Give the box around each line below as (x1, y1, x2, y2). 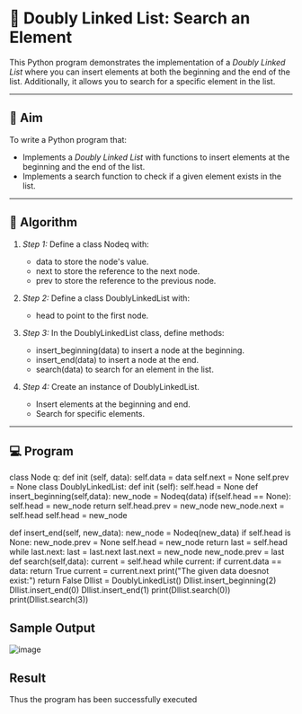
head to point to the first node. (35, 310, 149, 321)
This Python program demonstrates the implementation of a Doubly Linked (9, 57, 286, 67)
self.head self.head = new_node (9, 510, 128, 521)
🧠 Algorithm (9, 215, 78, 230)
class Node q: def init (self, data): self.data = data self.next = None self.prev (9, 472, 289, 483)
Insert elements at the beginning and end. (35, 399, 191, 410)
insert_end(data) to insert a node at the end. (35, 354, 200, 365)
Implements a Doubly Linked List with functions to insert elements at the (22, 152, 290, 163)
